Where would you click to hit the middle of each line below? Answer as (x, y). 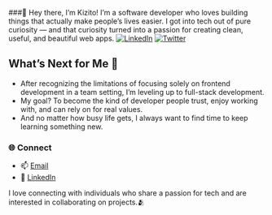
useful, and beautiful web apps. (61, 38)
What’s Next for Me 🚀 (64, 64)
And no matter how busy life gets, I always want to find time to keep (134, 118)
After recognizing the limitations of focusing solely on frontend (125, 83)
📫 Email (34, 166)
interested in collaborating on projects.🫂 (77, 202)
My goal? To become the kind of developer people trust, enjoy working (139, 101)
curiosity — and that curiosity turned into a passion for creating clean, (126, 30)
